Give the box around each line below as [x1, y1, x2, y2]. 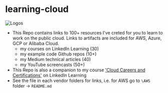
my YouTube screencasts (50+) [20, 61, 85, 67]
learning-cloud [5, 3, 69, 15]
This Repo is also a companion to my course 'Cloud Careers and [12, 66, 145, 73]
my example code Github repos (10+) [20, 51, 97, 57]
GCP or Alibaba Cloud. [12, 40, 59, 46]
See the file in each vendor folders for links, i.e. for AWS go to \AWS [12, 77, 150, 83]
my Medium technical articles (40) [20, 56, 91, 62]
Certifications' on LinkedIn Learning [12, 72, 87, 78]
